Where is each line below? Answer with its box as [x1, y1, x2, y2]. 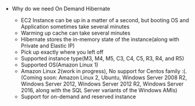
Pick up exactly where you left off [20, 49, 103, 56]
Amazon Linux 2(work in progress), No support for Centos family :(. [20, 68, 187, 74]
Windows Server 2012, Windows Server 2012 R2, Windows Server [20, 80, 184, 87]
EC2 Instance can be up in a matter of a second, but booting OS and [20, 17, 190, 23]
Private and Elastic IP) [20, 42, 75, 49]
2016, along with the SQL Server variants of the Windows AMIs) [20, 87, 178, 93]
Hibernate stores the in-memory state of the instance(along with [20, 36, 179, 43]
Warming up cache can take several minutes [20, 29, 130, 37]
